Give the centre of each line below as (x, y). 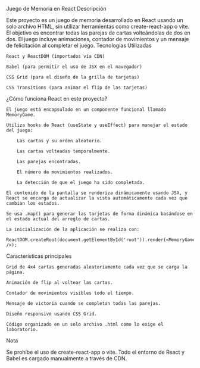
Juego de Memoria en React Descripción (57, 9)
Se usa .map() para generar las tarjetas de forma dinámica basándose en (100, 214)
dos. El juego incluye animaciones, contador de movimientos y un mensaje (98, 39)
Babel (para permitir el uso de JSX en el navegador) (74, 67)
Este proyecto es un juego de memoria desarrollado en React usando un (95, 20)
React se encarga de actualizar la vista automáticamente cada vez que (97, 198)
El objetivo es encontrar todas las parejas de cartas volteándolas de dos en (98, 33)
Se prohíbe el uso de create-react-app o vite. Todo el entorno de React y (96, 352)
